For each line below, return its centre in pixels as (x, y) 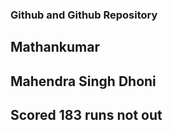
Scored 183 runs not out (86, 115)
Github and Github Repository (84, 15)
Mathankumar (55, 47)
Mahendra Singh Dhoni (83, 81)
